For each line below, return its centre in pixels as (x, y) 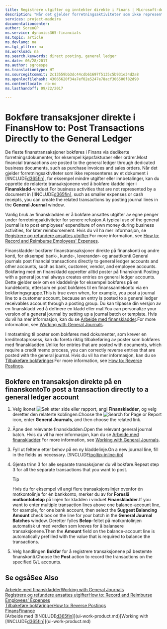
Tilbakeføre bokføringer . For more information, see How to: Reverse (74, 360)
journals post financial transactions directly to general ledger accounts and (82, 261)
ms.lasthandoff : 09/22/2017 (34, 88)
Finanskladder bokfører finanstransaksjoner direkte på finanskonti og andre (83, 251)
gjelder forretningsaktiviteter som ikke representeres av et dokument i (77, 173)
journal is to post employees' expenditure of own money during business (80, 225)
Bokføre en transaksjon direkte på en (63, 382)
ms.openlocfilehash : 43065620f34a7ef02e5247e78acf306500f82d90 (72, 79)
